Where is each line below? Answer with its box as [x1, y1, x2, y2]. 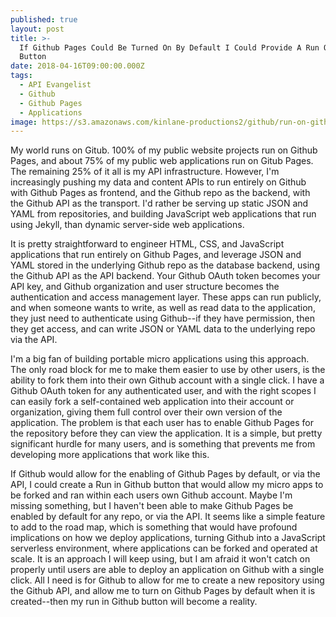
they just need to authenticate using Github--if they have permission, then [10, 312, 315, 325]
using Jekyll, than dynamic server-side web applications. [10, 219, 245, 231]
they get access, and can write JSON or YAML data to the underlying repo [10, 323, 316, 335]
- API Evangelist [19, 80, 92, 90]
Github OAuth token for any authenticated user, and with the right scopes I [10, 385, 317, 397]
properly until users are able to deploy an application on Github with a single [10, 564, 325, 576]
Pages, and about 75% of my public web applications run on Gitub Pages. [10, 155, 314, 167]
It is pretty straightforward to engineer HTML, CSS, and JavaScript [10, 238, 285, 250]
